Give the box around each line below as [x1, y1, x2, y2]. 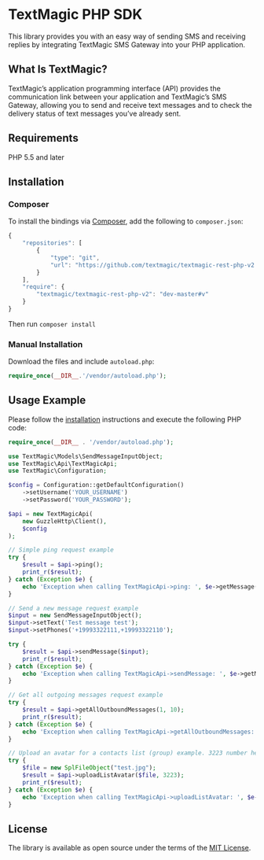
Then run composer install [8, 319, 96, 328]
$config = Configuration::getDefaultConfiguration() [8, 482, 185, 489]
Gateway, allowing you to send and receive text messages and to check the [8, 100, 253, 109]
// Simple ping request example [8, 546, 114, 554]
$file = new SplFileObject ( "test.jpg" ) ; [22, 764, 156, 772]
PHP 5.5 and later [8, 152, 65, 162]
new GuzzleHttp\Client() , [22, 517, 108, 525]
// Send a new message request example [8, 604, 139, 612]
